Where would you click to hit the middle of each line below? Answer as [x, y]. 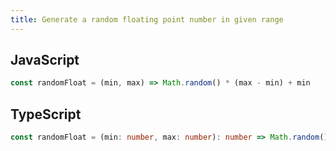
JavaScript [45, 60]
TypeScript [46, 114]
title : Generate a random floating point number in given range [147, 19]
